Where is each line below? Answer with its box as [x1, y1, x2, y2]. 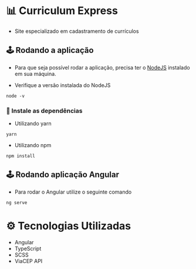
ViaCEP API [14, 257, 43, 264]
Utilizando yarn [14, 120, 52, 127]
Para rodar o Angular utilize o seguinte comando [14, 188, 132, 195]
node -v [6, 93, 25, 99]
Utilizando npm [14, 142, 52, 149]
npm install [6, 153, 35, 159]
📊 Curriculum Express [6, 4, 119, 18]
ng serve [6, 200, 28, 205]
